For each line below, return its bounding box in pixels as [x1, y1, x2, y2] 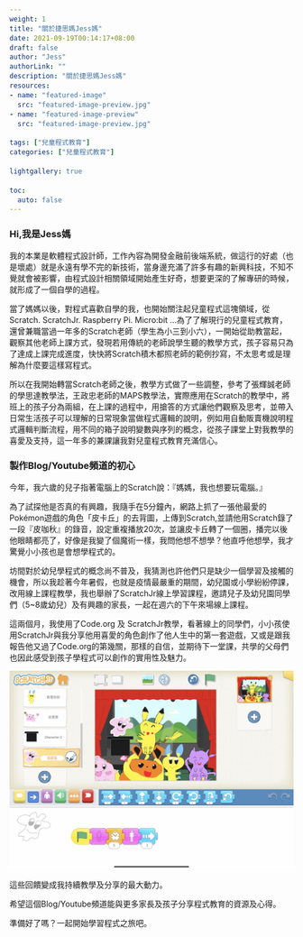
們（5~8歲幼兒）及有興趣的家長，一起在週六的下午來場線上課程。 [9, 599, 254, 610]
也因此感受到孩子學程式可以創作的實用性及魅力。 [9, 652, 191, 663]
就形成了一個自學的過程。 [9, 284, 105, 295]
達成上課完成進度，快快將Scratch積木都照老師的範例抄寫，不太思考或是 [16, 348, 283, 359]
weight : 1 [9, 14, 47, 23]
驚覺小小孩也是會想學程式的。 [9, 546, 120, 556]
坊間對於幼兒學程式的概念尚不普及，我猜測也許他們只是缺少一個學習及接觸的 [9, 565, 294, 576]
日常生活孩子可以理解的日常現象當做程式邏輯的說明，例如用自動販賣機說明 [9, 412, 286, 423]
